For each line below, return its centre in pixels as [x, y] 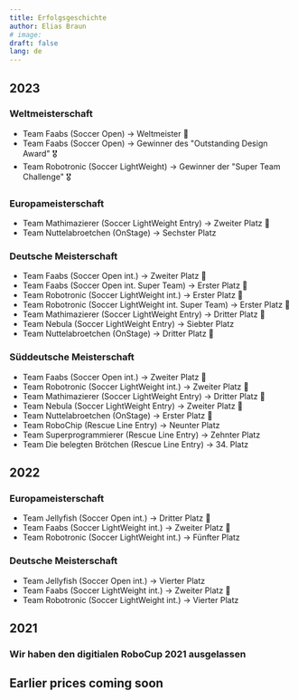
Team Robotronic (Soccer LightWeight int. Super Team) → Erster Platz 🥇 [156, 305]
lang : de [26, 52]
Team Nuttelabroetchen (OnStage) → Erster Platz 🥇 [117, 415]
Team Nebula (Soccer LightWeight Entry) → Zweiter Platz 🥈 [133, 406]
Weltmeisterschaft [51, 114]
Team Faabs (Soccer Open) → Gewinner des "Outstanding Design [145, 143]
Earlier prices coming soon [87, 683]
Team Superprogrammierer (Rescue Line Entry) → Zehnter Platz [141, 435]
